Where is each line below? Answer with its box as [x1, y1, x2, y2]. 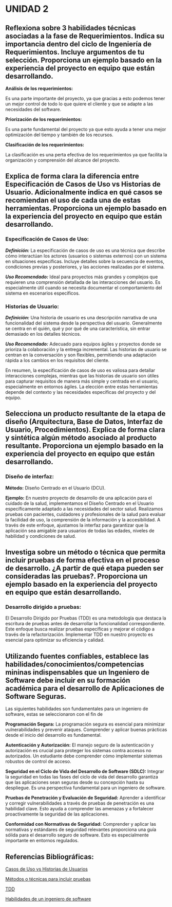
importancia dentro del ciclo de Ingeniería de [5, 40, 151, 48]
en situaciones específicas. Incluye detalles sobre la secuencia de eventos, [5, 258, 164, 264]
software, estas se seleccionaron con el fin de [5, 711, 103, 717]
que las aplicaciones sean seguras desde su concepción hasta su [5, 779, 145, 786]
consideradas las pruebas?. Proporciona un [5, 572, 148, 581]
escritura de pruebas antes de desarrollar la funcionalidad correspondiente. [5, 621, 165, 627]
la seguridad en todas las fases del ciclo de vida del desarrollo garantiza [5, 774, 158, 780]
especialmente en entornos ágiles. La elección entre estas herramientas [5, 384, 158, 390]
